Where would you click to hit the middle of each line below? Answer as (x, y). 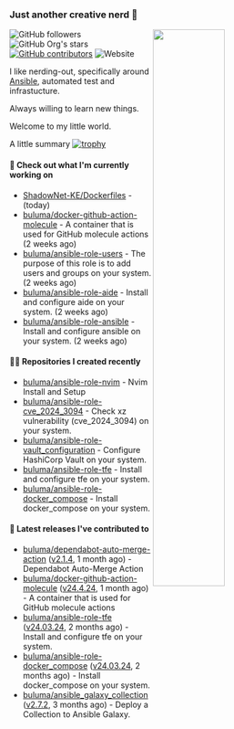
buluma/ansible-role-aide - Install (85, 292)
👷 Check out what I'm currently (69, 164)
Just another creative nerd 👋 (74, 15)
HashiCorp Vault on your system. (85, 460)
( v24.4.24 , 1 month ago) (104, 587)
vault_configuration (59, 449)
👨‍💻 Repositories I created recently (75, 362)
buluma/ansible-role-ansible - (78, 321)
